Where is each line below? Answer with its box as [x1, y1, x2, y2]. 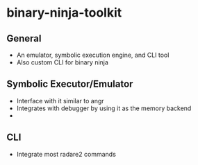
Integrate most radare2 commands [16, 150, 116, 158]
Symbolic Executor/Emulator [6, 78, 133, 90]
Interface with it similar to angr [16, 96, 105, 105]
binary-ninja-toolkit [6, 5, 122, 21]
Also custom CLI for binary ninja [16, 58, 109, 67]
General [6, 33, 42, 44]
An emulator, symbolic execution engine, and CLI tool [16, 51, 170, 59]
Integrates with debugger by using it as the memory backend [16, 104, 192, 112]
